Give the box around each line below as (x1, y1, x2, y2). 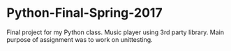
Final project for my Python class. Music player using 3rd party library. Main (6, 28, 225, 36)
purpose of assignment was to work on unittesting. (6, 35, 153, 43)
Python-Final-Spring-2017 (6, 5, 163, 21)
